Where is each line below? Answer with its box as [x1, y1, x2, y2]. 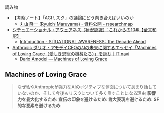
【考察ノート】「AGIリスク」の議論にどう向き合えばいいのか [12, 15, 134, 21]
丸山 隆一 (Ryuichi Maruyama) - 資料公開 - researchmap [19, 21, 133, 27]
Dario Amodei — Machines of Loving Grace [19, 56, 108, 62]
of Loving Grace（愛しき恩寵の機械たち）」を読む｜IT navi [12, 51, 130, 56]
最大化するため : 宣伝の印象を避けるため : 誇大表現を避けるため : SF [26, 96, 160, 102]
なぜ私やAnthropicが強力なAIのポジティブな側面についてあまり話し [17, 84, 153, 90]
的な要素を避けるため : [17, 102, 62, 108]
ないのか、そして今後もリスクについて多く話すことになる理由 [21, 90, 146, 96]
